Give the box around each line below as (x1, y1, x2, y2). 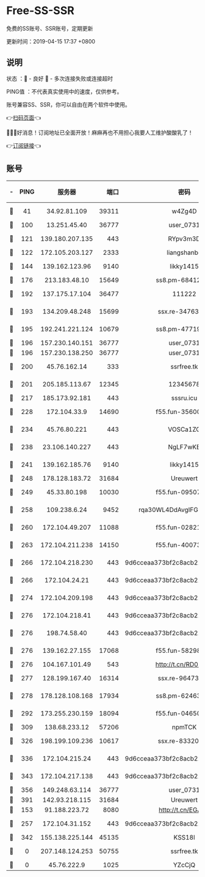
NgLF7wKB (167, 442, 201, 451)
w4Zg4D (171, 206, 197, 215)
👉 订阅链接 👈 (6, 141, 41, 149)
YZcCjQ (173, 860, 196, 869)
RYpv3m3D (167, 234, 201, 243)
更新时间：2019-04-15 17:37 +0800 (6, 37, 96, 45)
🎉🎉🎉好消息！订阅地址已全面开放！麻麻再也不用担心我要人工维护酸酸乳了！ (6, 129, 193, 136)
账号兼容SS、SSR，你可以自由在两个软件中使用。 (6, 100, 131, 108)
